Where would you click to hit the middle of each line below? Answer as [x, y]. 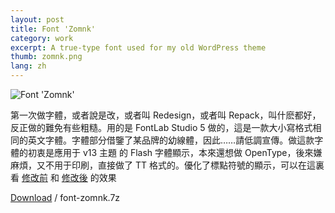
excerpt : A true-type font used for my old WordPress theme [138, 47]
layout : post [37, 19]
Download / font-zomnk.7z [65, 197]
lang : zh [28, 66]
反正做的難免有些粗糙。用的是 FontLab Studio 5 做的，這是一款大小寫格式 [161, 127]
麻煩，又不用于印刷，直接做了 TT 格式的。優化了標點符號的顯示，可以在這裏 [167, 165]
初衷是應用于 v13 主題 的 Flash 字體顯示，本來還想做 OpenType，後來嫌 [175, 152]
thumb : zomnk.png [46, 57]
